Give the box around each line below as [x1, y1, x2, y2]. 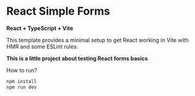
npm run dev [6, 84, 37, 90]
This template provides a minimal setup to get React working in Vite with [6, 36, 189, 43]
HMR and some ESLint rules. [6, 43, 78, 50]
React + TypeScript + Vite [6, 24, 74, 32]
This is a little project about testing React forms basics [6, 54, 148, 62]
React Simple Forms [6, 4, 110, 18]
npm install [6, 78, 37, 84]
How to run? [6, 66, 37, 74]
